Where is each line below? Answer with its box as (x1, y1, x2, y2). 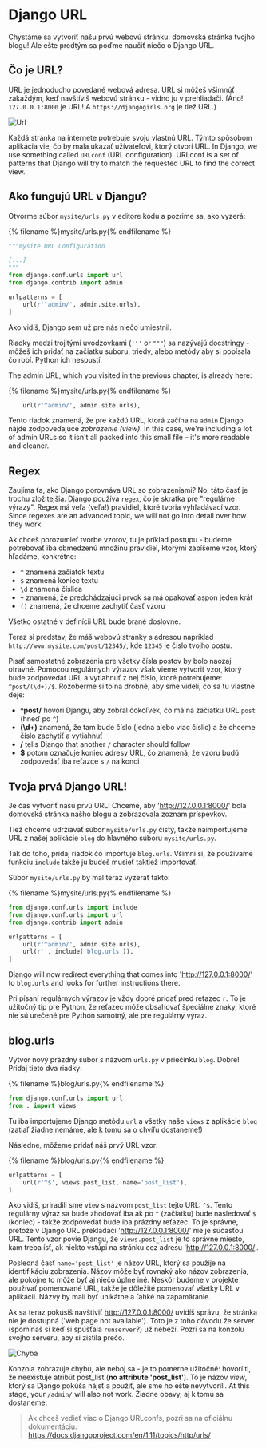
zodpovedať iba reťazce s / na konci (19, 756, 140, 766)
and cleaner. (8, 441, 50, 450)
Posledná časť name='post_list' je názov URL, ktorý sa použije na (8, 1258, 226, 1267)
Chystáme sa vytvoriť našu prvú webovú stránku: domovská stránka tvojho (8, 32, 256, 42)
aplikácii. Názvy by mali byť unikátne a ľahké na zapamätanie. (8, 1292, 212, 1302)
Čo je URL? (8, 64, 64, 77)
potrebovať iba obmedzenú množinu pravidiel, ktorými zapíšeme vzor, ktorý (8, 543, 257, 553)
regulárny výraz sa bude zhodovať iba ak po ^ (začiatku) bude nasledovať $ (8, 1208, 257, 1219)
